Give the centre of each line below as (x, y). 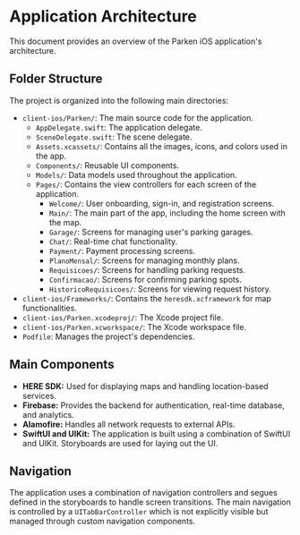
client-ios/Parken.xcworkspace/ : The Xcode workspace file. (134, 327)
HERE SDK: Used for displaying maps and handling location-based (145, 386)
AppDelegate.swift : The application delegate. (119, 127)
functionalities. (50, 308)
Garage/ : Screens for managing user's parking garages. (151, 232)
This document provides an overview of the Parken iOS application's (136, 41)
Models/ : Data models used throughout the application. (136, 174)
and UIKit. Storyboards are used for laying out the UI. (120, 443)
